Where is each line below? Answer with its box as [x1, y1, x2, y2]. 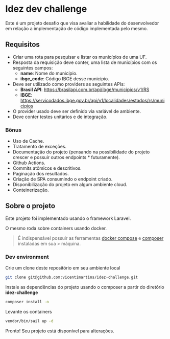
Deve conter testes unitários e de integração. [12, 114, 108, 120]
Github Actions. [12, 160, 45, 166]
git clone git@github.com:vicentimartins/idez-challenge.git [5, 275, 138, 280]
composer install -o [5, 300, 50, 305]
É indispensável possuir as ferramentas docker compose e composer [17, 235, 164, 241]
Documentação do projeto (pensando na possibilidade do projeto [12, 149, 150, 155]
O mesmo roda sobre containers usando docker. [5, 225, 107, 231]
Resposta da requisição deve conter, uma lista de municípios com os [12, 59, 157, 65]
